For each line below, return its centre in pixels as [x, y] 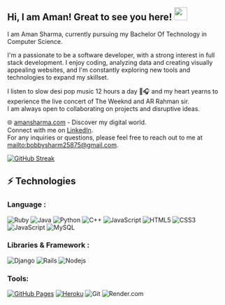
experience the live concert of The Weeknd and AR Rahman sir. [99, 101]
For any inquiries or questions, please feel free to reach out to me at [105, 137]
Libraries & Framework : [48, 245]
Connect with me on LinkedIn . [50, 130]
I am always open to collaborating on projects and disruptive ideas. [104, 108]
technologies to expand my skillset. [58, 77]
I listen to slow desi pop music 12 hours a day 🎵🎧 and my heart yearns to [113, 91]
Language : [27, 204]
